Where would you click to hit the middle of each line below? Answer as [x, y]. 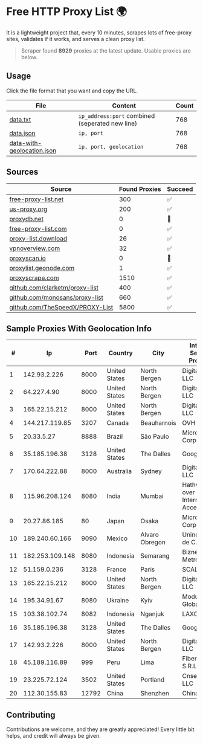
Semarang [155, 556]
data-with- [26, 143]
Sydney [151, 471]
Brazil [115, 437]
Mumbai [152, 496]
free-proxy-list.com [38, 228]
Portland [153, 680]
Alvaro [150, 535]
